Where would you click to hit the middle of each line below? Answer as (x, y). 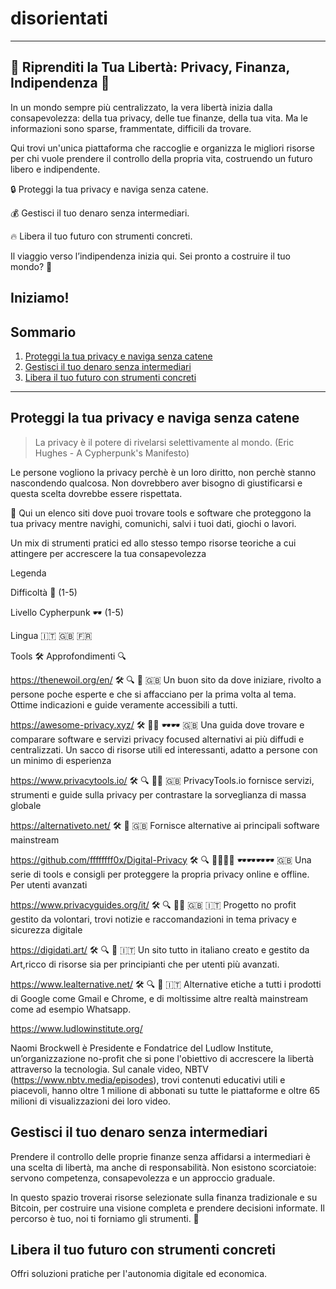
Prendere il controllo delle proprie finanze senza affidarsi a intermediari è (161, 1156)
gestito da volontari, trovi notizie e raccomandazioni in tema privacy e (153, 919)
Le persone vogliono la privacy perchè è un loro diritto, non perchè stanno (163, 472)
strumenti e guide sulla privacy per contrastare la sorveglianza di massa (158, 794)
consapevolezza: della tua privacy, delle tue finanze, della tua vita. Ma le (159, 118)
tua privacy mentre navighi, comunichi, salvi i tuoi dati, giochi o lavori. (153, 523)
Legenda (28, 573)
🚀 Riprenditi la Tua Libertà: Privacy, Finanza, (150, 67)
